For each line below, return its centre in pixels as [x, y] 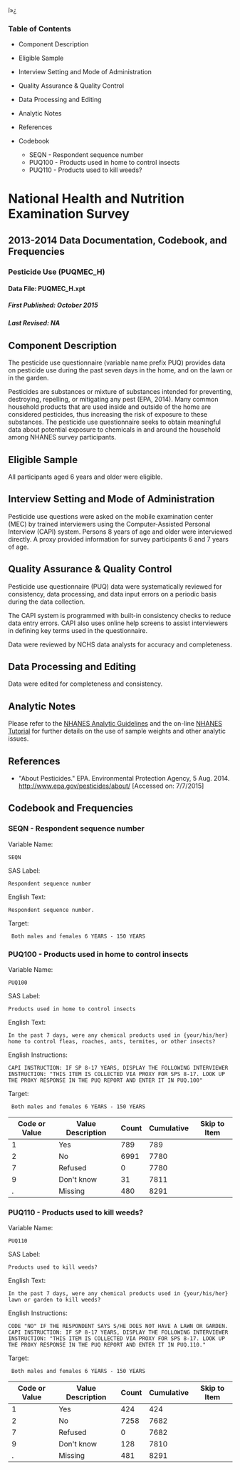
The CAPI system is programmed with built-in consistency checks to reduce [120, 615]
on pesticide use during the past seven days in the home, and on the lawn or [120, 370]
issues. [19, 739]
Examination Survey [69, 214]
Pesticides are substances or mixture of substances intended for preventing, [120, 392]
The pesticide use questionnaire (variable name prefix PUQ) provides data [117, 363]
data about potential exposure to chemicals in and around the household [115, 430]
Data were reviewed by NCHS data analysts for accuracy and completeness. [120, 644]
